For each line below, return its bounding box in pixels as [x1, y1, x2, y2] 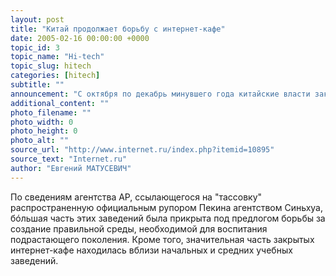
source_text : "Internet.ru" [10, 154, 128, 164]
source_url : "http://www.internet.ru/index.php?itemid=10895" [10, 145, 275, 155]
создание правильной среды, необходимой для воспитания [10, 222, 268, 235]
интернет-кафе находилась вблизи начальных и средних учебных [10, 244, 293, 256]
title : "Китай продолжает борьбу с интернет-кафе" [10, 24, 226, 34]
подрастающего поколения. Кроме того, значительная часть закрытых [10, 233, 315, 245]
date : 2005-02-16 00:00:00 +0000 [10, 33, 150, 43]
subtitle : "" [10, 80, 65, 90]
